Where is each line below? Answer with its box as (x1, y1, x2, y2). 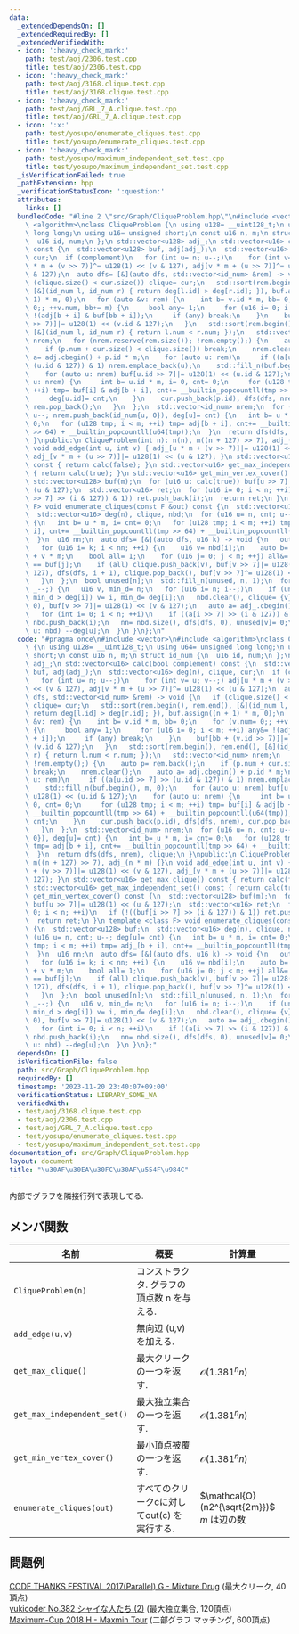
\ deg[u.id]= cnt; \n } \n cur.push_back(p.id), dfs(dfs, (25, 394, 277, 404)
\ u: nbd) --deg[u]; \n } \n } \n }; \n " (25, 626, 166, 636)
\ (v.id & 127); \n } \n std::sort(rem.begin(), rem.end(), (25, 742, 261, 751)
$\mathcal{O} (199, 1490, 256, 1502)
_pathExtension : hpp (17, 179, 93, 188)
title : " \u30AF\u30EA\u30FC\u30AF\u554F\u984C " (9, 1165, 190, 1174)
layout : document (9, 1156, 74, 1166)
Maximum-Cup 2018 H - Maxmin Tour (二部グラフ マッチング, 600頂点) (9, 1614, 271, 1625)
